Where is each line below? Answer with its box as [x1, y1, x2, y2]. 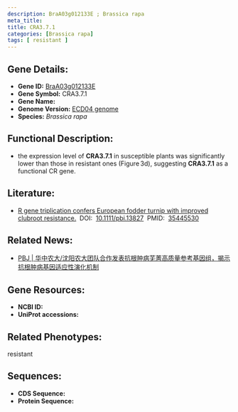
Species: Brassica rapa [17, 112, 87, 121]
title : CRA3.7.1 [7, 23, 55, 31]
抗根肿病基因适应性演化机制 [17, 263, 99, 271]
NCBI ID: [17, 303, 44, 311]
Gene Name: [17, 97, 55, 105]
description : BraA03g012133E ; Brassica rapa [7, 10, 144, 18]
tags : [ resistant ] [7, 37, 69, 44]
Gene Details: [7, 63, 69, 75]
